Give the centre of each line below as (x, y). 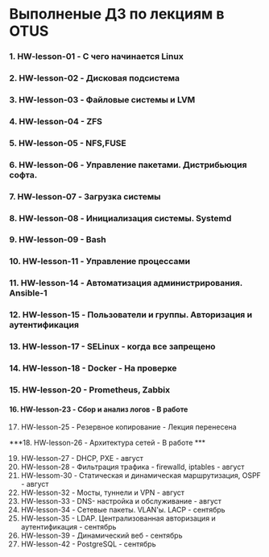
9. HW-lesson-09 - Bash (58, 240)
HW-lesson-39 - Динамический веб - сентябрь (101, 536)
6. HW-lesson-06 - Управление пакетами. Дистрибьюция (128, 165)
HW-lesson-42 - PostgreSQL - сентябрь (88, 544)
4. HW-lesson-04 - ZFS (56, 121)
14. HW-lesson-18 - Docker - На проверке (93, 368)
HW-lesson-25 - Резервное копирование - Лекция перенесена (128, 427)
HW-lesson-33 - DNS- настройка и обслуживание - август (121, 501)
